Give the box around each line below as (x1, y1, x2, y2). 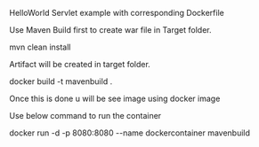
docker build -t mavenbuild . (9, 76, 113, 87)
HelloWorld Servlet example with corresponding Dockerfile (9, 8, 224, 18)
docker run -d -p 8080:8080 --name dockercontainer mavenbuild (9, 128, 251, 138)
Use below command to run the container (9, 111, 162, 120)
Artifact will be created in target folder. (9, 59, 151, 69)
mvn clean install (9, 42, 71, 52)
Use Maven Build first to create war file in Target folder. (9, 25, 212, 35)
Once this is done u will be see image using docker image (9, 93, 221, 104)
